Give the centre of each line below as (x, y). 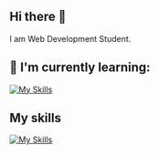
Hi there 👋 (38, 17)
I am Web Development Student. (70, 38)
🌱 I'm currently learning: (80, 68)
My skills (36, 118)
